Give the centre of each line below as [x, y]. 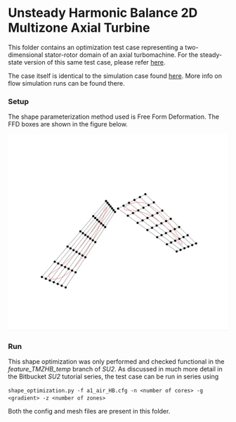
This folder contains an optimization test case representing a [96, 47]
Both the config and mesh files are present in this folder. [89, 411]
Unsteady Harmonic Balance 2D [103, 13]
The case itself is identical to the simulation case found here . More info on [115, 76]
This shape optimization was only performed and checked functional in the [116, 362]
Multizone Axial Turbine [79, 28]
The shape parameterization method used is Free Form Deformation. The [114, 117]
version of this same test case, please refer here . [95, 62]
